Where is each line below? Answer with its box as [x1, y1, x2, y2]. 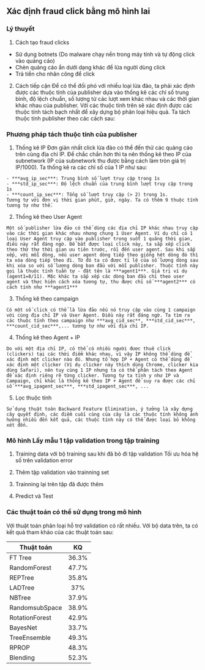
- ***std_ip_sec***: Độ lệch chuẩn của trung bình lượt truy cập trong [6, 181, 193, 187]
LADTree [9, 583, 35, 592]
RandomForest [9, 563, 52, 572]
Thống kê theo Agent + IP [15, 333, 81, 341]
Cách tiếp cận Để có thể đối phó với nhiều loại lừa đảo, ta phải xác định [15, 82, 195, 89]
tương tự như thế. [6, 202, 53, 208]
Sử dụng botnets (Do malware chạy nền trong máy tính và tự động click [15, 50, 195, 58]
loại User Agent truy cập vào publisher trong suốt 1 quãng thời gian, [6, 235, 193, 242]
